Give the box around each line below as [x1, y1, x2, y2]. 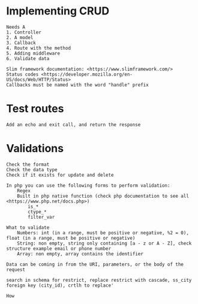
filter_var [28, 214, 55, 220]
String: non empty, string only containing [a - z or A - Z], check [17, 240, 192, 246]
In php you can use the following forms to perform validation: [6, 182, 170, 189]
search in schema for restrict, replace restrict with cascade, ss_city [6, 277, 192, 283]
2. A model [6, 34, 34, 40]
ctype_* [28, 208, 47, 214]
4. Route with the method [6, 45, 71, 51]
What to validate [6, 224, 50, 231]
